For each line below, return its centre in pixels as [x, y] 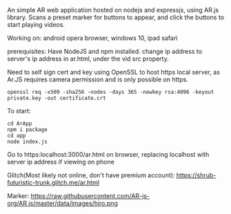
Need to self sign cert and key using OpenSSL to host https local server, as [114, 72]
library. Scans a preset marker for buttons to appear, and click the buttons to [116, 17]
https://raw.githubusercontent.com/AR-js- [90, 196]
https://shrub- [196, 175]
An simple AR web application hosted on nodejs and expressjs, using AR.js [113, 10]
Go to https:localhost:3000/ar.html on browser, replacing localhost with [108, 154]
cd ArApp [20, 124]
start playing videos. [36, 25]
